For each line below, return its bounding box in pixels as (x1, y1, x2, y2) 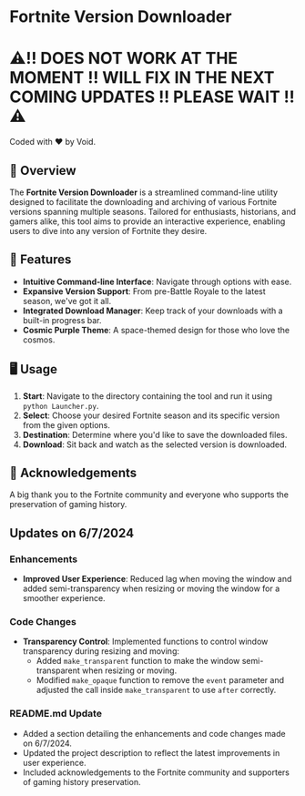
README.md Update (9, 708, 103, 720)
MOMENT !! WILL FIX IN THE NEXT (9, 67, 275, 88)
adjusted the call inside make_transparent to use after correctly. (36, 685, 277, 696)
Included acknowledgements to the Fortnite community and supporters (22, 767, 290, 778)
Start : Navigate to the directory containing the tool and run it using (22, 390, 273, 402)
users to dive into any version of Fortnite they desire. (9, 225, 208, 236)
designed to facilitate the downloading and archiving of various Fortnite (9, 196, 278, 207)
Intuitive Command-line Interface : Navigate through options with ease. (22, 276, 292, 287)
